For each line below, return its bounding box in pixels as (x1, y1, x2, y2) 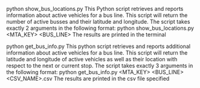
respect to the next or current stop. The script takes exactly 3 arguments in (6, 62, 193, 69)
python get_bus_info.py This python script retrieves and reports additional (6, 42, 191, 50)
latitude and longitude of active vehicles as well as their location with (6, 56, 178, 63)
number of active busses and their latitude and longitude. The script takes (6, 18, 190, 25)
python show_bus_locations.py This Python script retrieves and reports (6, 5, 184, 12)
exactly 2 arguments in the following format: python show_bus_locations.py (6, 24, 195, 32)
